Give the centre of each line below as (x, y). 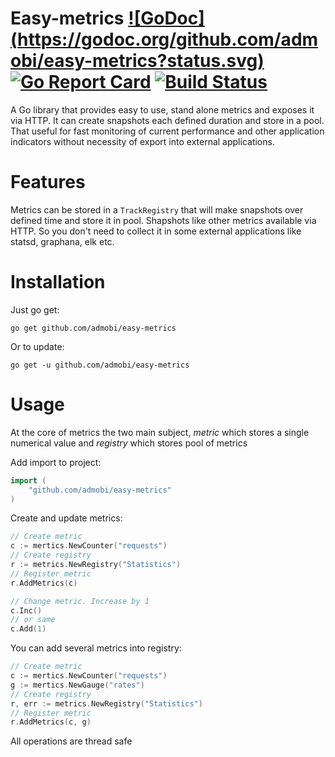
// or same (33, 620)
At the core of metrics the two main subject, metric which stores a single (160, 432)
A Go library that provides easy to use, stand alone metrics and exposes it (162, 109)
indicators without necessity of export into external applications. (142, 141)
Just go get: (35, 309)
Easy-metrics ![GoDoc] (107, 18)
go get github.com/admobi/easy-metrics (93, 328)
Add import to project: (56, 462)
